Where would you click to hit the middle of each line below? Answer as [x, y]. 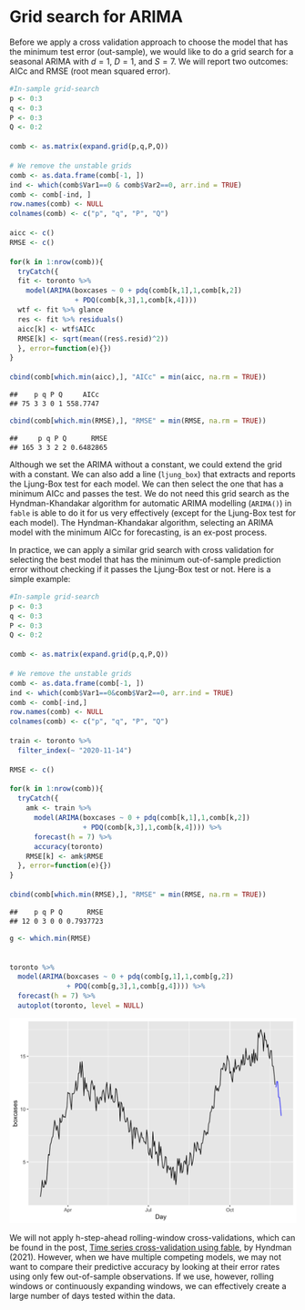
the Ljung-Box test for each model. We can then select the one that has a [147, 484]
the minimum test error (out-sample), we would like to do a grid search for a [152, 51]
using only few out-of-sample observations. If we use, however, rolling [142, 1276]
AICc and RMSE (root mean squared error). [90, 71]
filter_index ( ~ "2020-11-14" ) [75, 750]
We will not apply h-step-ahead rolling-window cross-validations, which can [152, 1237]
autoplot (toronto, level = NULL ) [81, 1006]
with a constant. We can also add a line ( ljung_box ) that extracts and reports [152, 474]
